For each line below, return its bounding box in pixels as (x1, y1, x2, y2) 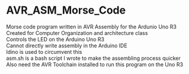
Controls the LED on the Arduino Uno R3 (6, 36, 105, 43)
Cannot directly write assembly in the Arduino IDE (6, 42, 127, 49)
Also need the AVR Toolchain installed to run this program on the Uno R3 (6, 60, 184, 68)
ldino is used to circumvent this (6, 48, 82, 55)
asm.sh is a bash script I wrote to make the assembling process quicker (6, 54, 181, 62)
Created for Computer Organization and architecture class (6, 29, 148, 36)
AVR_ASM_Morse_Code (6, 4, 126, 17)
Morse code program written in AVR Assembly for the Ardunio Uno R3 (6, 23, 177, 30)
